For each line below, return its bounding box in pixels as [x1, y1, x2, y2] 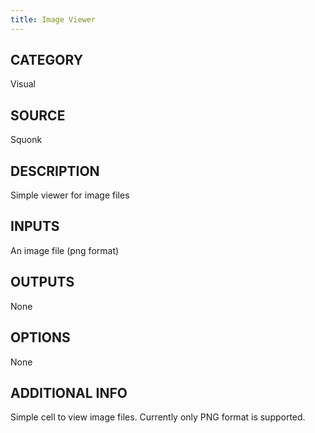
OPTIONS [10, 329, 71, 346]
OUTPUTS [10, 274, 75, 291]
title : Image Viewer [10, 14, 97, 25]
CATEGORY [10, 52, 84, 69]
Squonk [10, 134, 43, 146]
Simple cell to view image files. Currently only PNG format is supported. [10, 411, 306, 423]
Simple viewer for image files [10, 189, 130, 201]
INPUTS [10, 218, 60, 235]
